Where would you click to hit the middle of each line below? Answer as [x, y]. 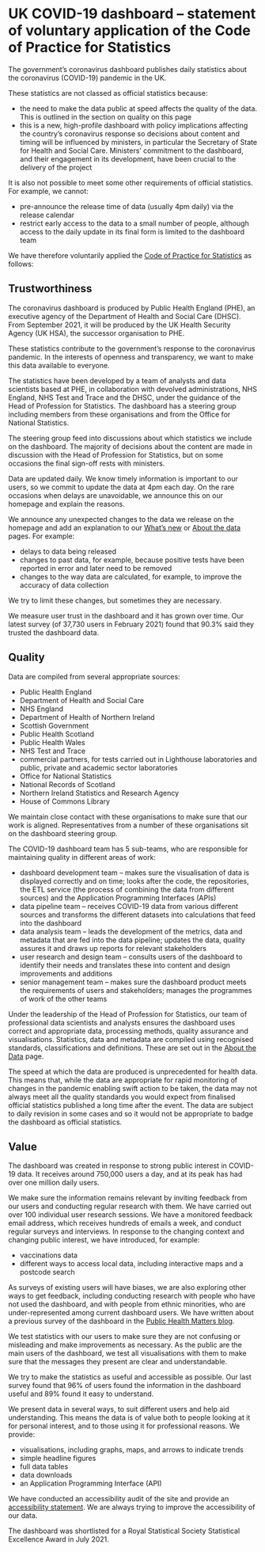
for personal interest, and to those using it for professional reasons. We [124, 1426]
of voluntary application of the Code [129, 30]
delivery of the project [56, 167]
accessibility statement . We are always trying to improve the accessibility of [132, 1507]
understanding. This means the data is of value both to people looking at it [129, 1417]
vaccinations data [48, 1255]
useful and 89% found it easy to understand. [81, 1394]
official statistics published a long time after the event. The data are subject [131, 1105]
